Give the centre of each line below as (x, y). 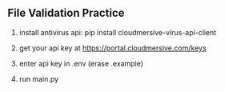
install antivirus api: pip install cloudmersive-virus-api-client (118, 32)
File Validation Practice (66, 13)
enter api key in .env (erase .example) (81, 63)
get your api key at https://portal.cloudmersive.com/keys (112, 48)
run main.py (39, 78)
